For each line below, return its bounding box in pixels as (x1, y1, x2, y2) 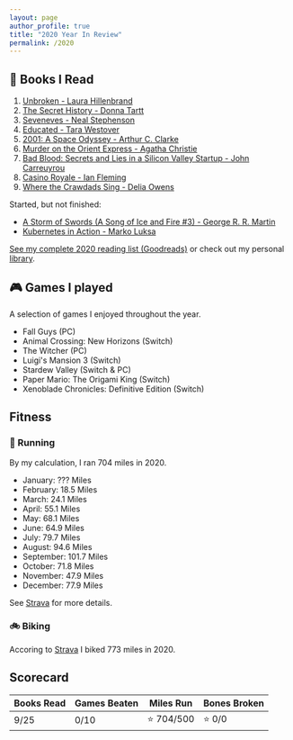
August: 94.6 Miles (22, 541, 93, 552)
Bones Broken (203, 697, 265, 709)
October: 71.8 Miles (22, 560, 94, 572)
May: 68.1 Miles (22, 512, 80, 523)
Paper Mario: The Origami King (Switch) (22, 374, 171, 384)
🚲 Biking (9, 620, 51, 633)
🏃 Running (9, 437, 56, 449)
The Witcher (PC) (22, 345, 87, 356)
